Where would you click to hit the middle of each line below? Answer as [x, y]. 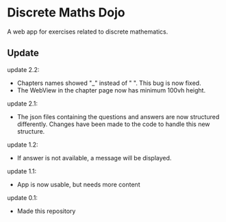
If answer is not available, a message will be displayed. [94, 158]
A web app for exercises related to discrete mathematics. [88, 32]
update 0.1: [22, 197]
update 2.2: [23, 69]
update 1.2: [23, 145]
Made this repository [46, 211]
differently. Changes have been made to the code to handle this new [113, 124]
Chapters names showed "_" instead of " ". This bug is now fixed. [109, 83]
